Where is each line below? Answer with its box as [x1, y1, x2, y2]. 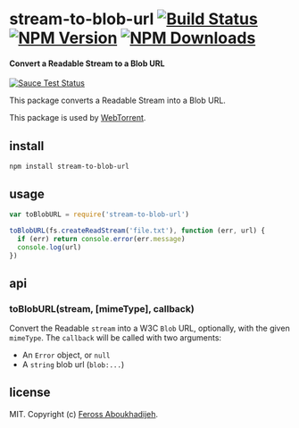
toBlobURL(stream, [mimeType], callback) [9, 302, 195, 315]
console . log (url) [17, 242, 82, 252]
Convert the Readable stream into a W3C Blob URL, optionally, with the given [9, 323, 290, 334]
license [9, 385, 51, 400]
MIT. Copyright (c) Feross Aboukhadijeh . [9, 408, 159, 419]
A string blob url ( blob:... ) [21, 359, 125, 370]
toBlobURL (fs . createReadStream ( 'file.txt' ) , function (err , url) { [9, 226, 266, 235]
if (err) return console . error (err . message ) [17, 234, 186, 243]
